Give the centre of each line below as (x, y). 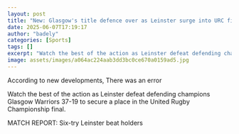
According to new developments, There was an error (85, 80)
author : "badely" (33, 34)
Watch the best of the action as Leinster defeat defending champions (109, 94)
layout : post (27, 14)
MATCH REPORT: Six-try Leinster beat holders (75, 123)
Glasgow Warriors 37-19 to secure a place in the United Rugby (99, 101)
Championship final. (37, 109)
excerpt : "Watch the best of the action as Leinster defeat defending (114, 54)
